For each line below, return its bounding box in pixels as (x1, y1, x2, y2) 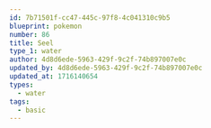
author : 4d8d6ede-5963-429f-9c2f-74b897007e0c (9, 55, 187, 64)
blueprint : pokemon (9, 22, 83, 31)
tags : (9, 96, 30, 106)
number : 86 (9, 30, 50, 39)
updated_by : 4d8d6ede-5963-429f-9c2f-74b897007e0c (9, 64, 203, 73)
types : (9, 80, 34, 89)
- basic (17, 105, 47, 114)
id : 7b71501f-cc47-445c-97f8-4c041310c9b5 (9, 13, 171, 23)
